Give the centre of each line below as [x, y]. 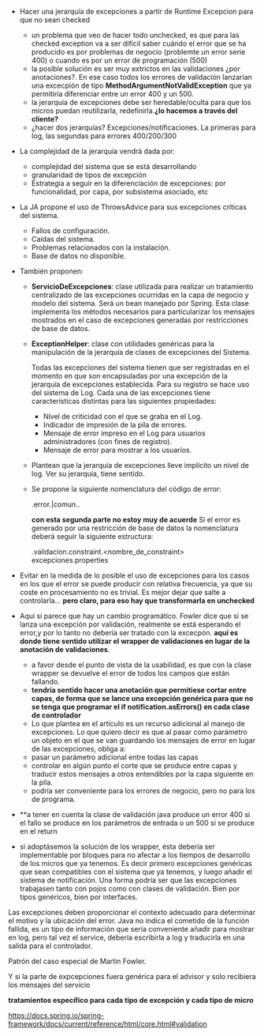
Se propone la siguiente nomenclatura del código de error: [126, 489]
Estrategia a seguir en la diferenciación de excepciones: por [128, 183]
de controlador [56, 715]
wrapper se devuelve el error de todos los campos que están [130, 673]
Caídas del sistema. [63, 239]
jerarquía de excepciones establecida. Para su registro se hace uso [140, 384]
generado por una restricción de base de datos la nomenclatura [135, 528]
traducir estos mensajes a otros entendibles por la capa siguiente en [142, 774]
